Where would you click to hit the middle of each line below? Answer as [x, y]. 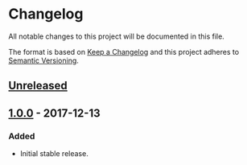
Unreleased [38, 86]
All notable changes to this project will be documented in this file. [117, 36]
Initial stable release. [54, 154]
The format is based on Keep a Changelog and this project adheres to [124, 52]
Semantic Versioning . [43, 60]
